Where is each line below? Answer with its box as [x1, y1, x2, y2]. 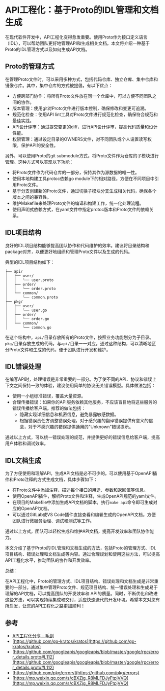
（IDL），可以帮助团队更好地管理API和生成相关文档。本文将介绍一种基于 [5, 40, 150, 46]
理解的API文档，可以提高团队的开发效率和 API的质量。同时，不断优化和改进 [5, 590, 158, 597]
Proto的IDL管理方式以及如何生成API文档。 [5, 46, 90, 52]
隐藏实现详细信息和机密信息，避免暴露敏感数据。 [19, 411, 119, 417]
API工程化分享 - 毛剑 [12, 633, 54, 639]
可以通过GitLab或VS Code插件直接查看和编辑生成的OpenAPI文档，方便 [12, 511, 156, 518]
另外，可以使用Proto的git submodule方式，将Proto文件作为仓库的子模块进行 [5, 152, 159, 158]
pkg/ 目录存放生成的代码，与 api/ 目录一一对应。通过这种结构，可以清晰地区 [5, 340, 156, 346]
